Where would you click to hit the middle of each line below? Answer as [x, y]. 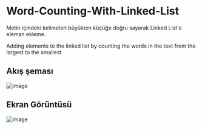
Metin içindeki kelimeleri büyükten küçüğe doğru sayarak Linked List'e [94, 28]
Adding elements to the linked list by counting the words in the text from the [101, 46]
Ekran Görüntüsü [39, 105]
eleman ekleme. [26, 34]
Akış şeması [30, 71]
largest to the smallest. [35, 52]
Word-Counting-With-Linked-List [93, 11]
